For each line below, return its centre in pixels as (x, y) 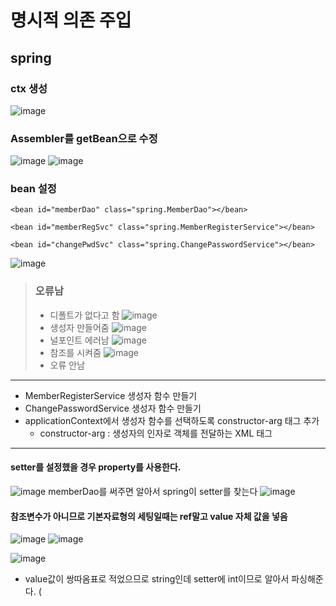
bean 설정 (33, 189)
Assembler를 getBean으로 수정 (84, 138)
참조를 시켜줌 (75, 352)
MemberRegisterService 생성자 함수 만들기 (111, 395)
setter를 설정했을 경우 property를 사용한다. (96, 467)
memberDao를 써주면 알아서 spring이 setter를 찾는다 (153, 491)
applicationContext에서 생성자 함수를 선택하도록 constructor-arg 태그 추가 (172, 420)
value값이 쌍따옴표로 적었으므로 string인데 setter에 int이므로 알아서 (157, 579)
